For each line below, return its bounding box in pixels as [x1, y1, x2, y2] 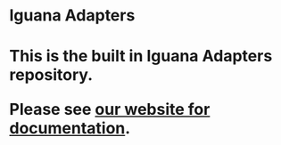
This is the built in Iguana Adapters [9, 46, 273, 67]
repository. [9, 65, 94, 85]
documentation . [9, 118, 131, 139]
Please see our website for [9, 100, 211, 120]
